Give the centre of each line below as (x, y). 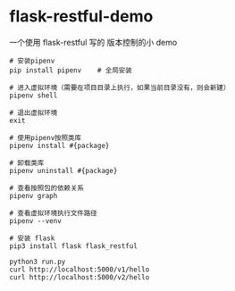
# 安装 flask (32, 238)
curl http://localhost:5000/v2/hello (80, 277)
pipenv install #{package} (59, 145)
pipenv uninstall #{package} (63, 170)
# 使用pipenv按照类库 (46, 137)
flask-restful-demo (81, 17)
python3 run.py (38, 262)
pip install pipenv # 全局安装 (71, 70)
